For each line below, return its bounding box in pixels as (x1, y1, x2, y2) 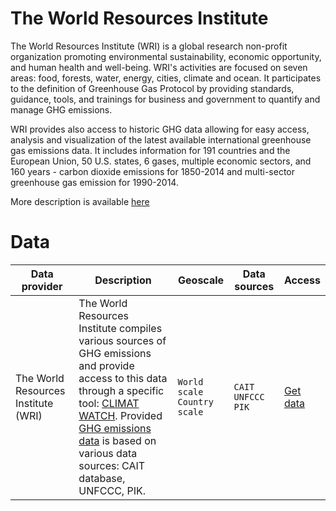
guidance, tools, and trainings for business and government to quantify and (10, 93, 321, 105)
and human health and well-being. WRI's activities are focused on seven (10, 61, 308, 73)
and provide (78, 358, 135, 372)
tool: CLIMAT (78, 396, 140, 410)
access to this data (78, 371, 168, 385)
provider (21, 279, 63, 293)
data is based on (78, 433, 157, 447)
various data (78, 446, 138, 460)
